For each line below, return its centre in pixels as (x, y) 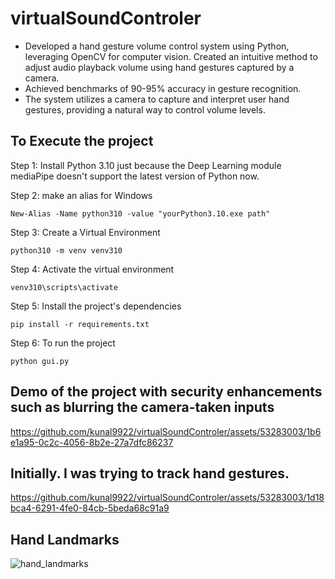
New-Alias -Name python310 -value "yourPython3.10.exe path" (140, 213)
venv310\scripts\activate (64, 287)
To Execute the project (82, 141)
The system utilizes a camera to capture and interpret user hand (157, 99)
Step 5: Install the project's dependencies (96, 306)
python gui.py (40, 361)
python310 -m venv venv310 (66, 250)
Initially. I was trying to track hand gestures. (150, 473)
